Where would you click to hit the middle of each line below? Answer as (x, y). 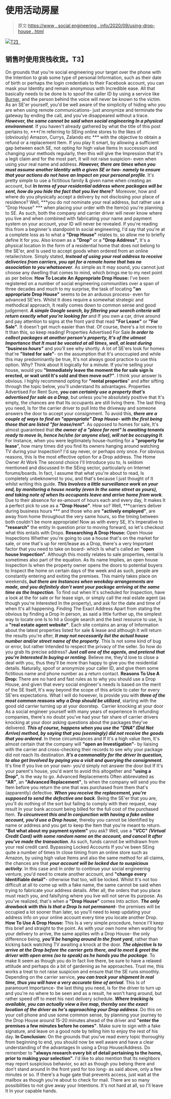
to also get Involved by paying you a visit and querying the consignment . (84, 760)
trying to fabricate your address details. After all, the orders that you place (83, 890)
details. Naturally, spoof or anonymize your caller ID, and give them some (82, 668)
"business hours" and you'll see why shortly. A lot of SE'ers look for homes (85, 348)
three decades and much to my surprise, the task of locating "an (73, 289)
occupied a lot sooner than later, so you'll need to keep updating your (78, 912)
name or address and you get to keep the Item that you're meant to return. (83, 825)
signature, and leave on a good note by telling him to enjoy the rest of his (82, 1031)
